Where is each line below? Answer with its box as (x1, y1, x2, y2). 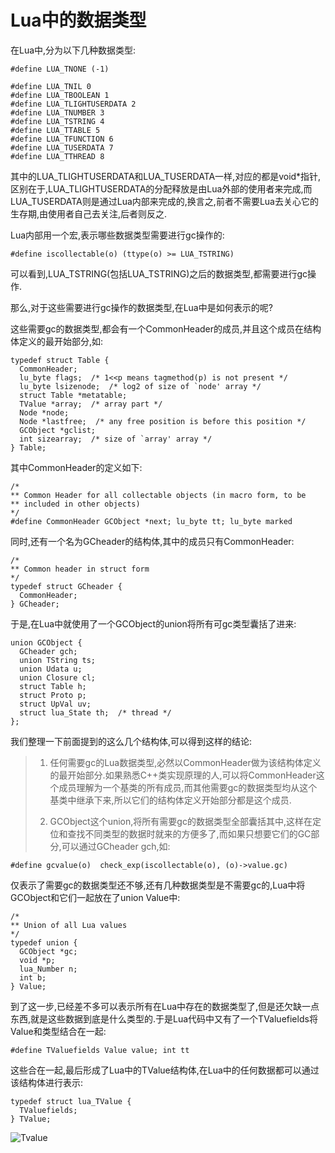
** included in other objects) (10, 499, 141, 509)
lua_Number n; (19, 964, 78, 974)
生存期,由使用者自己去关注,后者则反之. (10, 207, 168, 220)
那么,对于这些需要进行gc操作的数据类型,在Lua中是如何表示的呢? (10, 301, 273, 313)
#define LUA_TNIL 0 (10, 81, 92, 91)
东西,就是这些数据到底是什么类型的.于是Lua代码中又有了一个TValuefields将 (10, 1012, 318, 1025)
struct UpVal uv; (19, 699, 92, 709)
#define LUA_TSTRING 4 (10, 116, 105, 126)
